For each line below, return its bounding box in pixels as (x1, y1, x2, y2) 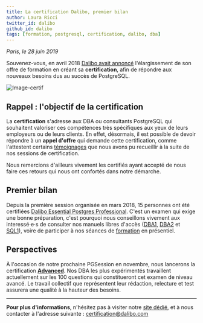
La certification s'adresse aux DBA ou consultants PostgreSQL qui (6, 117, 173, 124)
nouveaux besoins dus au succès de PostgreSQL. (6, 72, 130, 80)
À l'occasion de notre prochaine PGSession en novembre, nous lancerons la (6, 260, 195, 267)
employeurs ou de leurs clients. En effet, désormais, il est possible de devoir (6, 130, 196, 138)
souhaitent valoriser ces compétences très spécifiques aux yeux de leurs (6, 124, 188, 131)
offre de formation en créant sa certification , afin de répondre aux (6, 66, 172, 73)
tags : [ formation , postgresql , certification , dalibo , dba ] (6, 31, 161, 37)
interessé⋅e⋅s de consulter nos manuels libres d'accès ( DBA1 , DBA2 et (6, 220, 181, 228)
